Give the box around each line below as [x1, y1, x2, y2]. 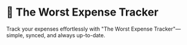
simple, [6, 31, 25, 38]
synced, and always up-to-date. [25, 31, 106, 38]
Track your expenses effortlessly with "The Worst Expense [6, 25, 153, 32]
